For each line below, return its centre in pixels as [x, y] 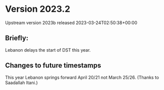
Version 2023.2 [38, 9]
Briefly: [17, 38]
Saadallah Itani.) [21, 83]
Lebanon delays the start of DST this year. [48, 50]
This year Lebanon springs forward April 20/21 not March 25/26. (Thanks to [82, 77]
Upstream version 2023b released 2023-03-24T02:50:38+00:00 [71, 23]
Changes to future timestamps [53, 66]
